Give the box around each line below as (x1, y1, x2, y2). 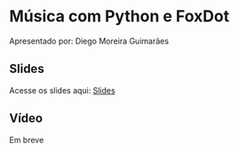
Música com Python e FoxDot (9, 6, 230, 27)
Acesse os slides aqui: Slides (9, 84, 115, 95)
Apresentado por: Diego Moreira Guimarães (9, 36, 170, 46)
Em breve (9, 134, 44, 145)
